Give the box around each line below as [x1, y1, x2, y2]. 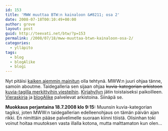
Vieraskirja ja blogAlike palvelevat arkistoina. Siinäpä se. [5, 94, 124, 101]
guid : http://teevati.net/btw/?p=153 [5, 31, 86, 36]
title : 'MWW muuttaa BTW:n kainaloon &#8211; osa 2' [5, 12, 120, 17]
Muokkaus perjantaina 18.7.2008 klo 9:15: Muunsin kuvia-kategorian [5, 104, 152, 110]
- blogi [10, 64, 27, 69]
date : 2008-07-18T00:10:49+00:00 [5, 17, 77, 22]
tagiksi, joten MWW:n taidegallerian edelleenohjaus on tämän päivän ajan [5, 110, 159, 116]
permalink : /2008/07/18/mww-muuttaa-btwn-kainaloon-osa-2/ [5, 36, 134, 41]
